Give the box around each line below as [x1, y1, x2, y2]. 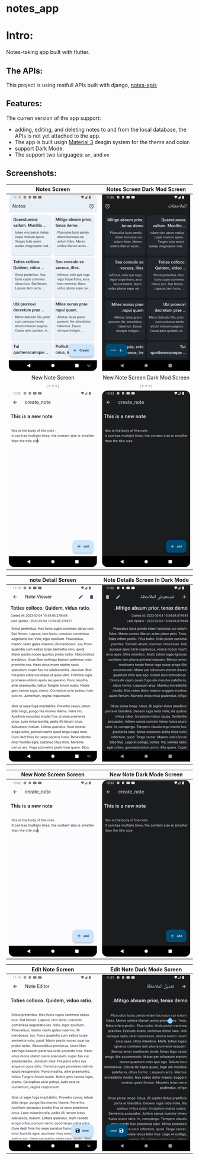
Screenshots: [6, 168, 57, 179]
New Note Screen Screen [21, 771, 85, 778]
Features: [6, 98, 43, 109]
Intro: [6, 29, 34, 43]
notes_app [6, 2, 59, 15]
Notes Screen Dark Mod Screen [106, 186, 187, 193]
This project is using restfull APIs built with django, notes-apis [6, 81, 157, 88]
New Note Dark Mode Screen [109, 771, 183, 778]
